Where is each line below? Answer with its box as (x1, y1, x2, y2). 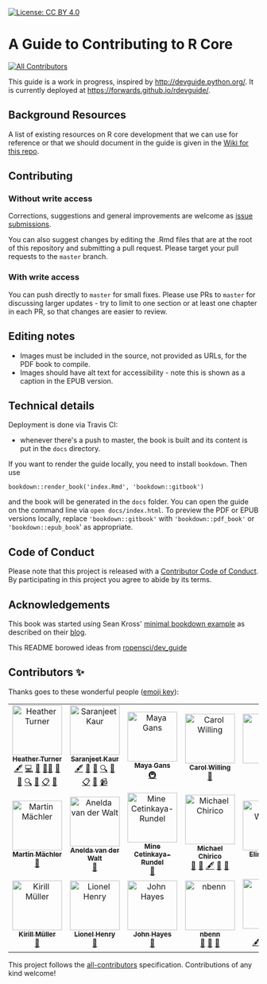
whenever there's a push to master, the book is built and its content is (19, 435, 248, 445)
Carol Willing (189, 762, 231, 772)
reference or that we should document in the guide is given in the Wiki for (8, 137, 249, 147)
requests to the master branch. (8, 252, 109, 261)
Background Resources (8, 108, 127, 122)
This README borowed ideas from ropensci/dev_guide (8, 642, 188, 652)
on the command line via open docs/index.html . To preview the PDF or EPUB (8, 505, 259, 515)
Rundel (141, 858, 164, 866)
